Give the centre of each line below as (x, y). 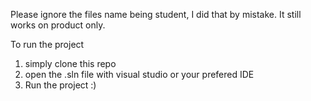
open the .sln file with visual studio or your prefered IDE (139, 74)
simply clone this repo (70, 63)
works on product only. (58, 25)
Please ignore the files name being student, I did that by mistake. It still (156, 14)
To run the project (47, 44)
